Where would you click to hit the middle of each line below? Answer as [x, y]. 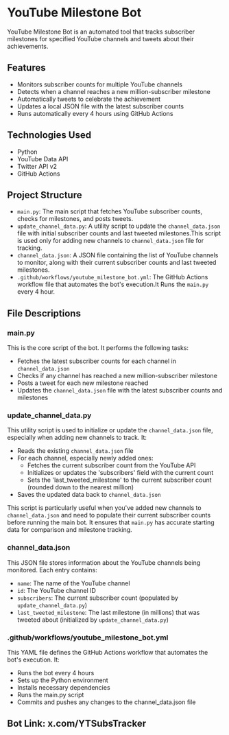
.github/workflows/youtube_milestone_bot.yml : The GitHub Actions [112, 277]
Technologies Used [49, 135]
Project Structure [45, 195]
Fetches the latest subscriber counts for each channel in [97, 361]
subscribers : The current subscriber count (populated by [97, 598]
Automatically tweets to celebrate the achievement [89, 99]
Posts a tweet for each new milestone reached [83, 383]
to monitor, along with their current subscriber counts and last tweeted [117, 263]
